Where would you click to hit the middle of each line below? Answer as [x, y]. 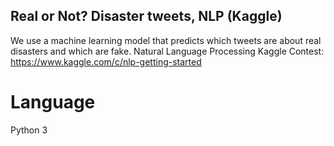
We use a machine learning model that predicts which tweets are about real [166, 40]
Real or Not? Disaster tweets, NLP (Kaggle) [146, 16]
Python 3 [29, 130]
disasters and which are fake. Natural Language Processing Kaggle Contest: [167, 51]
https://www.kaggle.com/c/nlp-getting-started [106, 61]
